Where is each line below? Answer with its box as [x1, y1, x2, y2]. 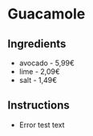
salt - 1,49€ [18, 76, 58, 84]
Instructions [7, 98, 70, 113]
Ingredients [7, 37, 67, 51]
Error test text [18, 120, 65, 130]
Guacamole [7, 5, 86, 23]
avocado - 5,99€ [18, 58, 75, 68]
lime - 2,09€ [18, 67, 61, 76]
